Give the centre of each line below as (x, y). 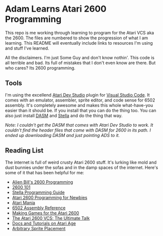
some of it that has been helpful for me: (45, 172)
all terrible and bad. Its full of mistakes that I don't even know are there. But (80, 63)
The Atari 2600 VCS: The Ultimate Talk (51, 218)
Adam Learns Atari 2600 (56, 9)
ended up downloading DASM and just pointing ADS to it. (63, 135)
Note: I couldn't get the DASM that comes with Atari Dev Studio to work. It (79, 125)
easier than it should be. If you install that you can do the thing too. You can (81, 110)
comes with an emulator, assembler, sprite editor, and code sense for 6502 (80, 100)
